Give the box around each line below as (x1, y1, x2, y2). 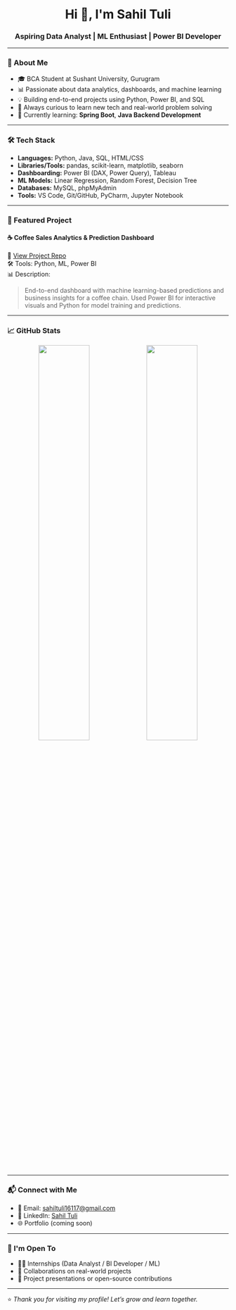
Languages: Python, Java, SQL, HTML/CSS (17, 154, 144, 163)
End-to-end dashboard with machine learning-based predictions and (24, 286, 225, 295)
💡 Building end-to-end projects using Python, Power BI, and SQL (17, 95, 205, 103)
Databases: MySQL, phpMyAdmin (17, 184, 117, 192)
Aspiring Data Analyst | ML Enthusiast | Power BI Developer (15, 32, 221, 42)
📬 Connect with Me (7, 1185, 77, 1195)
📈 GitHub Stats (7, 326, 61, 336)
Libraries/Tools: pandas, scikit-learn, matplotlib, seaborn (17, 161, 184, 170)
